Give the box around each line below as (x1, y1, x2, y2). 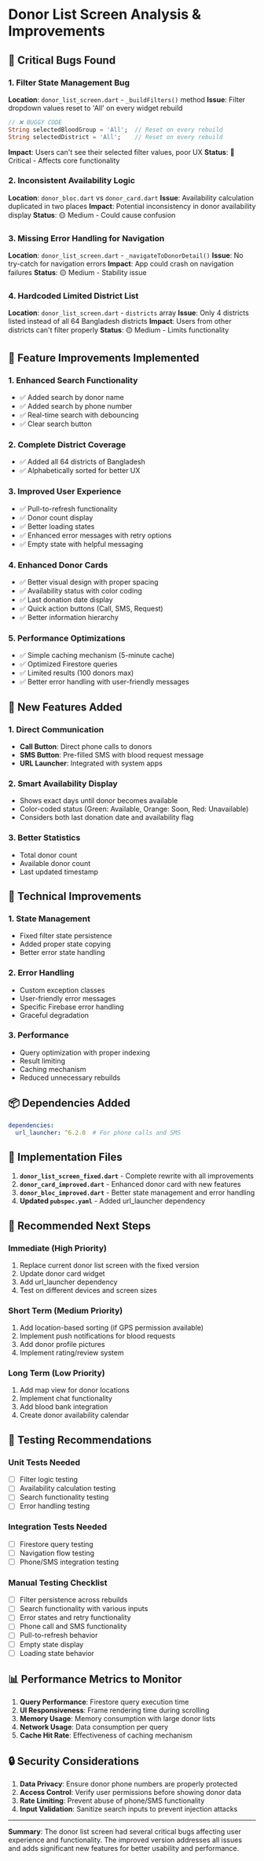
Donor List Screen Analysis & (8, 6, 202, 24)
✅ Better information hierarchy (19, 612, 119, 622)
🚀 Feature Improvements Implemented (8, 351, 200, 365)
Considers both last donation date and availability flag (19, 813, 194, 822)
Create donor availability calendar (19, 1411, 130, 1420)
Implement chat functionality (19, 1393, 112, 1404)
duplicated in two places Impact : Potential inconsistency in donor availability (8, 201, 256, 211)
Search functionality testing (19, 1492, 109, 1502)
